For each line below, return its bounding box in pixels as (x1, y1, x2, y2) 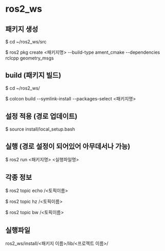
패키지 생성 (5, 25, 39, 33)
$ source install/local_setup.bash (5, 126, 76, 132)
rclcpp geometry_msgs (5, 55, 54, 61)
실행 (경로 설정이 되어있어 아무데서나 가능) (5, 142, 131, 151)
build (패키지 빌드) (5, 71, 62, 80)
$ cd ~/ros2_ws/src (5, 39, 47, 45)
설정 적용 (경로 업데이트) (5, 112, 78, 121)
